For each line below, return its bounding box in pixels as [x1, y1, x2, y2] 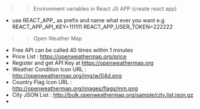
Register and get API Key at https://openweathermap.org [12, 60, 154, 66]
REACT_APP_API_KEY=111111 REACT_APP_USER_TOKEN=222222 [12, 23, 173, 30]
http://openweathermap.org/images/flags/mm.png [12, 85, 138, 92]
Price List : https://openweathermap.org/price [12, 53, 127, 60]
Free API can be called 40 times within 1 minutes [12, 46, 133, 54]
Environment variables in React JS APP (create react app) [33, 5, 177, 12]
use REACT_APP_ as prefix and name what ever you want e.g [12, 17, 165, 23]
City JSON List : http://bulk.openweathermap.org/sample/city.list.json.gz [12, 92, 194, 98]
